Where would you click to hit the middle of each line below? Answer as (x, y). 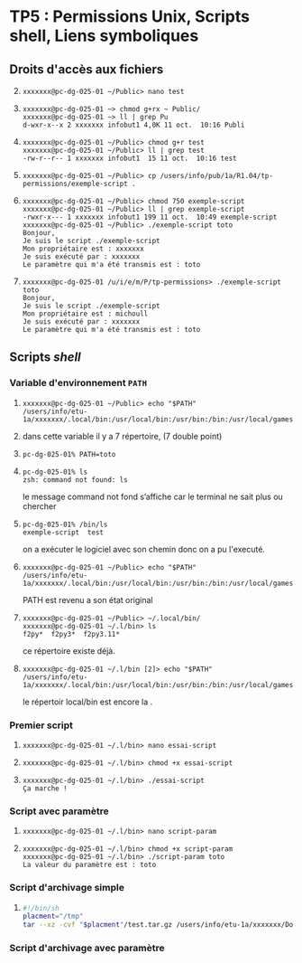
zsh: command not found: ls (75, 480)
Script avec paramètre (59, 811)
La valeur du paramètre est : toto (89, 865)
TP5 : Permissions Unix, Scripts (130, 17)
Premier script (41, 725)
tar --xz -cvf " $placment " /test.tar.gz (97, 925)
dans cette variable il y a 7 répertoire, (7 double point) (122, 436)
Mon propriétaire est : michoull (85, 314)
